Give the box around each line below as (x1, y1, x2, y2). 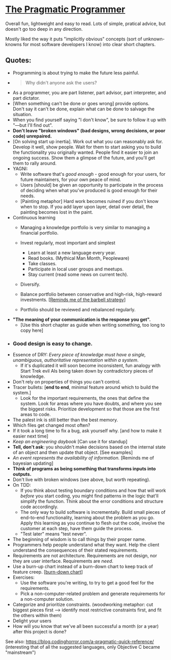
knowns (5, 41, 22, 47)
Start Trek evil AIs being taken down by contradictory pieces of (20, 368, 153, 374)
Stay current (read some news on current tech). (28, 271, 129, 277)
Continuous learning (12, 214, 56, 220)
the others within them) (12, 612, 62, 619)
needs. (20, 193, 35, 199)
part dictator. (12, 95, 40, 101)
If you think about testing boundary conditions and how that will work (20, 487, 166, 494)
